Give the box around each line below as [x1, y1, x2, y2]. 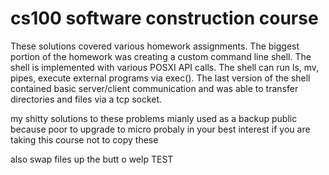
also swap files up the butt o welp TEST [10, 153, 174, 165]
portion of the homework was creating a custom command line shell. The [10, 50, 312, 62]
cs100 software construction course [10, 7, 319, 30]
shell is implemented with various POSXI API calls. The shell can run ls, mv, [10, 61, 320, 73]
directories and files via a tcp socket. [10, 93, 163, 105]
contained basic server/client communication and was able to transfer [10, 82, 299, 94]
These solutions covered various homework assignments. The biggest [10, 40, 300, 52]
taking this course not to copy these [10, 133, 159, 146]
